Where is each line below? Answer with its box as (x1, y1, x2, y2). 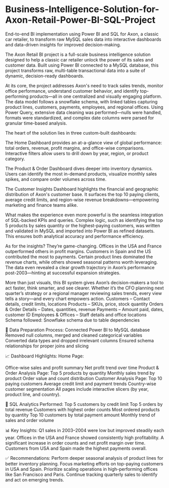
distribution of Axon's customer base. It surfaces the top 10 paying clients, (5, 191, 160, 197)
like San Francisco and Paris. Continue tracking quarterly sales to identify (5, 471, 158, 477)
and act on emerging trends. (5, 476, 65, 482)
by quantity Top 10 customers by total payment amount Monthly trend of (5, 412, 155, 418)
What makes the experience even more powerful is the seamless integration (5, 212, 163, 218)
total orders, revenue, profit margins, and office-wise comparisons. (5, 145, 145, 151)
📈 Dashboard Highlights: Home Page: (5, 353, 84, 359)
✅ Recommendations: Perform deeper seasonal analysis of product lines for (5, 455, 163, 461)
